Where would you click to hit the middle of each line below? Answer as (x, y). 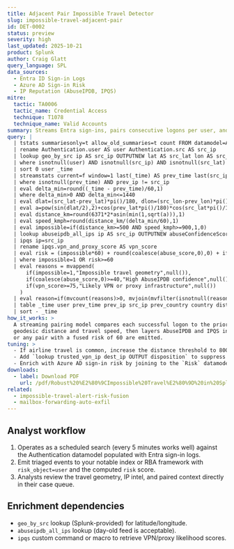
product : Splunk (31, 53)
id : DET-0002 (26, 26)
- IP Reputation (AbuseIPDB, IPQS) (65, 91)
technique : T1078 (39, 117)
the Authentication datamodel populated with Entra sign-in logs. (109, 454)
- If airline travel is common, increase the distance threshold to (115, 350)
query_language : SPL (37, 65)
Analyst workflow (46, 430)
